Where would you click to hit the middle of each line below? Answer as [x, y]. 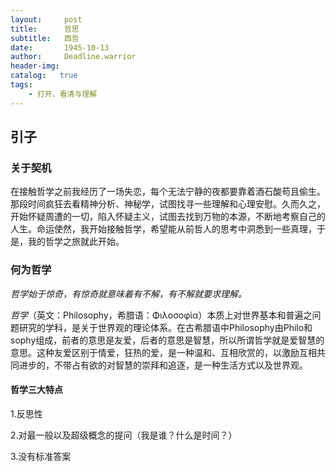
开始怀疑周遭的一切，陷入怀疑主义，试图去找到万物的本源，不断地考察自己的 [168, 217]
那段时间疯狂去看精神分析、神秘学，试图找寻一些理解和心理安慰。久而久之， [168, 204]
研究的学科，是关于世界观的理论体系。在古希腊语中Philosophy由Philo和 [165, 327]
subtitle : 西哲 [45, 38]
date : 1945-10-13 [60, 47]
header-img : [35, 66]
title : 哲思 [45, 29]
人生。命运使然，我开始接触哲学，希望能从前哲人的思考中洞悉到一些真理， [163, 229]
